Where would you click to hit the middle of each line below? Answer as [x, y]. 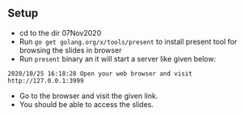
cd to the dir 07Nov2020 [60, 32]
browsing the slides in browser [70, 50]
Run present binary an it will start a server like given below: [117, 58]
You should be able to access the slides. [87, 104]
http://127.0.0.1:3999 [46, 80]
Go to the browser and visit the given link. [89, 96]
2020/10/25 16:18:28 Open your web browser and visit [100, 73]
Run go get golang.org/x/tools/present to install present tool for [128, 41]
